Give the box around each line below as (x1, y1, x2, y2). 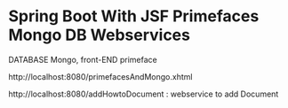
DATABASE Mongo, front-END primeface (8, 54, 157, 65)
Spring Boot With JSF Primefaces (8, 6, 260, 27)
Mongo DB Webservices (8, 25, 190, 45)
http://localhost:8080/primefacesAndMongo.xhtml (8, 71, 193, 81)
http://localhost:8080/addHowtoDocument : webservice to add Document (8, 89, 279, 99)
